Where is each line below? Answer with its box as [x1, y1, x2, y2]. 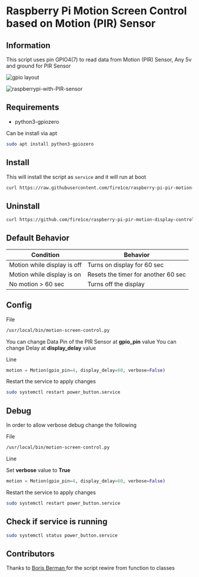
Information [6, 40, 51, 50]
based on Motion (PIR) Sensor [6, 17, 156, 30]
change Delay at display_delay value [6, 344, 97, 351]
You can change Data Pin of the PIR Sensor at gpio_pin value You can [6, 338, 176, 345]
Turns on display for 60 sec [87, 261, 164, 269]
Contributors [6, 549, 55, 559]
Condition [31, 251, 60, 259]
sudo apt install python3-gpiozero [6, 141, 94, 147]
